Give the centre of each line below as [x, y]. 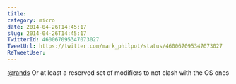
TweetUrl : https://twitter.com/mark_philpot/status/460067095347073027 [115, 46]
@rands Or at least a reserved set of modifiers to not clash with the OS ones [118, 72]
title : [17, 14]
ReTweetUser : [26, 53]
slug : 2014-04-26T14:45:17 [47, 33]
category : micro [31, 20]
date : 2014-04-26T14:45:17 [47, 27]
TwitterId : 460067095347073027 [53, 40]
